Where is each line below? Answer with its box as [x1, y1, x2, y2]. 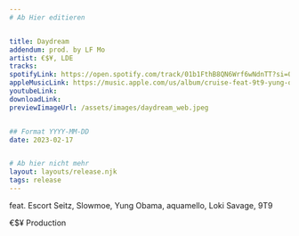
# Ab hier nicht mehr [9, 159, 90, 168]
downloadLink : [9, 94, 62, 103]
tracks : [9, 61, 38, 71]
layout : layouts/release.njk [9, 167, 117, 176]
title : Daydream [9, 37, 69, 45]
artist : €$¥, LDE [9, 53, 74, 62]
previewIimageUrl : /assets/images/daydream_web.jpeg [9, 103, 209, 112]
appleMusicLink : [9, 78, 69, 87]
